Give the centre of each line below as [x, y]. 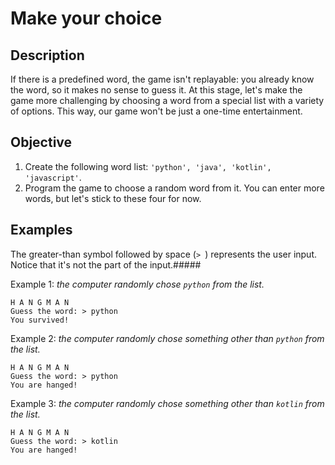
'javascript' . [53, 177]
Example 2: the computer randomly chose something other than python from [167, 338]
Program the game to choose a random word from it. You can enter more [174, 188]
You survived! [40, 320]
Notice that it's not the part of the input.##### [106, 264]
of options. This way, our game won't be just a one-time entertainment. [156, 111]
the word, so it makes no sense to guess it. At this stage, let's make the [156, 90]
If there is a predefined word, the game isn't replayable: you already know [162, 79]
